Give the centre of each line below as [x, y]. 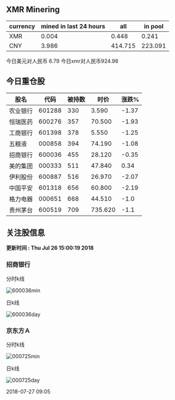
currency [22, 26]
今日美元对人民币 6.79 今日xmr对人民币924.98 [62, 61]
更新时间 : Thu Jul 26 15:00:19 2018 [50, 248]
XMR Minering [33, 10]
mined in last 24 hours [73, 26]
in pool [154, 26]
